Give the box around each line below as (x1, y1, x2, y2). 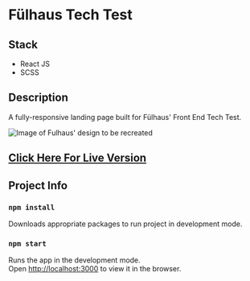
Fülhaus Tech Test (8, 6, 133, 24)
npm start (8, 239, 47, 248)
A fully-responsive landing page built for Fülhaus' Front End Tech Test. (8, 112, 242, 122)
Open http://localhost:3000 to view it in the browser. (8, 264, 182, 274)
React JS (19, 59, 51, 68)
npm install (8, 203, 55, 212)
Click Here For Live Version (8, 151, 147, 165)
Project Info (8, 179, 68, 192)
